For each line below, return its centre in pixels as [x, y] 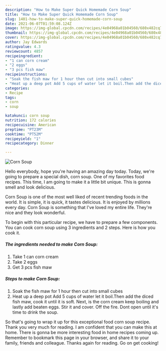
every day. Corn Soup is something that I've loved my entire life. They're [79, 208]
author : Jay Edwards [26, 42]
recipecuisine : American [31, 125]
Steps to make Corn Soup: [33, 279]
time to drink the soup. [35, 312]
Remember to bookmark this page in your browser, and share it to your [77, 338]
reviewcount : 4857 [24, 51]
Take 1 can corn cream [35, 257]
